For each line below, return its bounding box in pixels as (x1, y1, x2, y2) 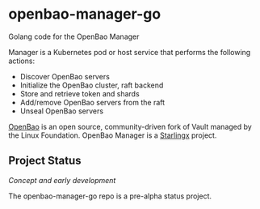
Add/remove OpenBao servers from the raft (19, 97, 166, 107)
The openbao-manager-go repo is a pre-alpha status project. (8, 191, 212, 201)
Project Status (8, 154, 82, 168)
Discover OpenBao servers (19, 71, 111, 81)
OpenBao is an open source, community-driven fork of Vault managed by (8, 122, 252, 131)
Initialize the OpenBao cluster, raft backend (19, 80, 164, 90)
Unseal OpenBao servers (19, 106, 103, 116)
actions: (8, 56, 35, 66)
